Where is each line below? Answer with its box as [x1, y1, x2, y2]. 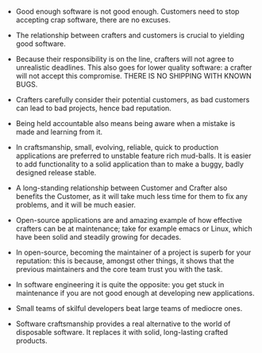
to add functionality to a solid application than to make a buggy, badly [15, 159, 245, 169]
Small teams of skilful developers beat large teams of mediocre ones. [15, 304, 243, 313]
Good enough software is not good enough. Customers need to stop [15, 7, 240, 16]
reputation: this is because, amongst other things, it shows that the [15, 256, 234, 265]
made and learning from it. [15, 127, 103, 136]
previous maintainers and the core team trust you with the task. [15, 265, 223, 274]
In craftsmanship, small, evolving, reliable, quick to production [15, 143, 219, 152]
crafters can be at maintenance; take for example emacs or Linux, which [15, 224, 252, 233]
